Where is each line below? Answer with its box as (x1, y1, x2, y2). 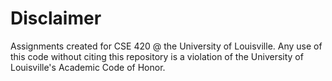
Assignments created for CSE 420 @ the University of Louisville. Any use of (10, 40, 323, 52)
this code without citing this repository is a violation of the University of (10, 50, 304, 62)
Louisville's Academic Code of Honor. (10, 61, 166, 73)
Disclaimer (10, 7, 102, 30)
